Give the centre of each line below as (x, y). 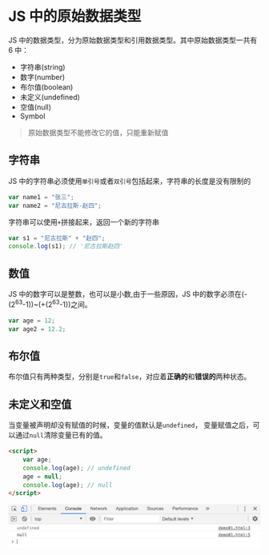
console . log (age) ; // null (68, 485)
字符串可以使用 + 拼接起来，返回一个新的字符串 (84, 222)
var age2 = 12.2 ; (37, 329)
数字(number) (42, 77)
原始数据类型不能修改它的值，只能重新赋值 (98, 132)
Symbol (32, 116)
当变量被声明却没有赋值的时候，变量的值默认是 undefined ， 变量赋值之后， (131, 425)
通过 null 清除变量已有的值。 (61, 435)
